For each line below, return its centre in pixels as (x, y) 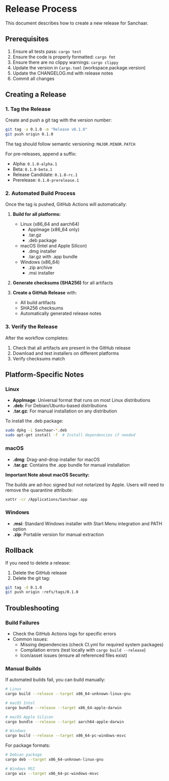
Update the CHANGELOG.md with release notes (63, 73)
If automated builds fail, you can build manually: (55, 680)
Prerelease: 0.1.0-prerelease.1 (46, 180)
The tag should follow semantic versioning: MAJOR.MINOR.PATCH (71, 144)
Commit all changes (33, 78)
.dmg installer (42, 251)
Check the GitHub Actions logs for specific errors (64, 633)
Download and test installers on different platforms (66, 353)
